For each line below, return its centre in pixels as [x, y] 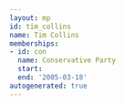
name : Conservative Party [67, 60]
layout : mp [30, 18]
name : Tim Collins [44, 35]
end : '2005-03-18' [53, 78]
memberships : [34, 43]
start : [30, 69]
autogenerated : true [49, 86]
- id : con [28, 52]
